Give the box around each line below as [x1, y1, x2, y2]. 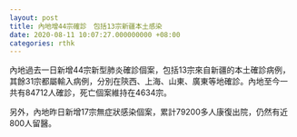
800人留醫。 [9, 118, 57, 129]
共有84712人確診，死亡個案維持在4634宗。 [9, 87, 173, 98]
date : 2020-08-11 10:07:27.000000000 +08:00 [9, 30, 181, 39]
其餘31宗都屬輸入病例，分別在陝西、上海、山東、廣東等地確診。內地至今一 [9, 76, 289, 87]
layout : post [9, 13, 59, 23]
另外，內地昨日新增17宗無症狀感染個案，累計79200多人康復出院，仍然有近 [9, 106, 289, 118]
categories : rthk [9, 38, 75, 48]
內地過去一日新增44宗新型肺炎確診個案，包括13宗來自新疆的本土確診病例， [9, 64, 291, 75]
